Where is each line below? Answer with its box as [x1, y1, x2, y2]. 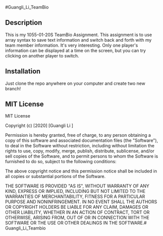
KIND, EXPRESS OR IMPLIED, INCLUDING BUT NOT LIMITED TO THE [5, 188, 146, 194]
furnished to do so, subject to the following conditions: [5, 159, 116, 165]
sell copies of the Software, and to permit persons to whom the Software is [5, 153, 159, 159]
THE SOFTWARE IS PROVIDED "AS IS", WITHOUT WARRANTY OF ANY [5, 183, 150, 189]
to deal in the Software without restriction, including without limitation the [5, 143, 155, 149]
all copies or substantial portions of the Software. [5, 174, 106, 179]
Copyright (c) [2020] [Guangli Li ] [5, 122, 73, 128]
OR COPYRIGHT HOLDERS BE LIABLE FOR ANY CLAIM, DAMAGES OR [5, 204, 149, 210]
